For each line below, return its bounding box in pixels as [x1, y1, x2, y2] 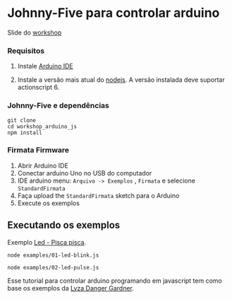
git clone [7, 116, 37, 124]
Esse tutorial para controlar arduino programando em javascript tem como [7, 276, 222, 285]
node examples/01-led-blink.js [7, 252, 99, 259]
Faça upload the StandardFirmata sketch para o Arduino [17, 191, 180, 200]
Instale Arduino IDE [17, 62, 74, 71]
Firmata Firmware [7, 145, 69, 155]
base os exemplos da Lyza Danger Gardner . [7, 283, 134, 292]
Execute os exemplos [17, 199, 80, 207]
